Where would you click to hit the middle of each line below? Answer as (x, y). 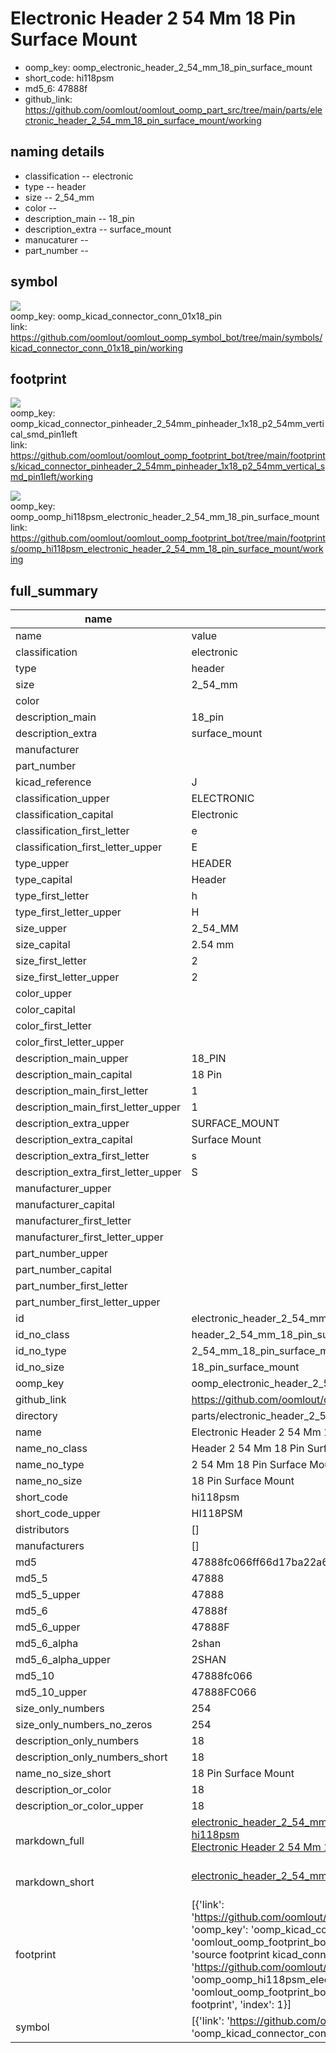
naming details (57, 152)
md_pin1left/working (51, 477)
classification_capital (64, 815)
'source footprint (230, 1955)
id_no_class (42, 1335)
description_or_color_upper (79, 1806)
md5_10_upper (51, 1692)
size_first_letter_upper (67, 977)
